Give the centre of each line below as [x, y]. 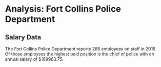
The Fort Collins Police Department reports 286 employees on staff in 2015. [81, 49]
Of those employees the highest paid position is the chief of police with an [80, 54]
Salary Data [23, 37]
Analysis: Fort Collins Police [63, 9]
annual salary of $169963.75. [34, 59]
